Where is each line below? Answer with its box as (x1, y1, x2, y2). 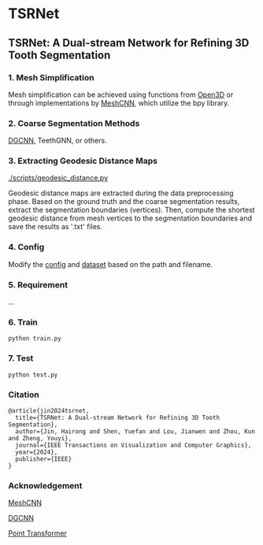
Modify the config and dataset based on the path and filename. (8, 259, 213, 269)
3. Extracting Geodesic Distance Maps (8, 155, 157, 166)
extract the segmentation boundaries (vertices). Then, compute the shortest (8, 206, 255, 215)
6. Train (8, 317, 38, 328)
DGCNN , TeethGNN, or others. (8, 135, 108, 146)
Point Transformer (8, 528, 67, 538)
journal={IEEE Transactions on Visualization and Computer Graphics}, (15, 441, 252, 449)
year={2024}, (15, 448, 58, 456)
